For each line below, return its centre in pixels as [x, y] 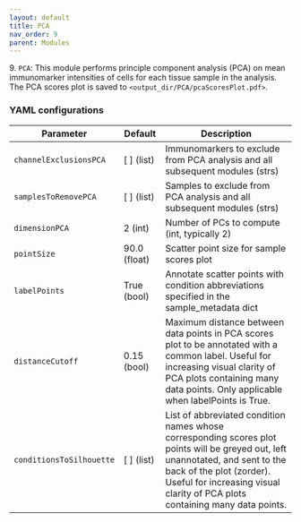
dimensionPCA [42, 228]
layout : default [39, 17]
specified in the [198, 296]
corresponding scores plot [221, 437]
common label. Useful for [218, 355]
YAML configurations [57, 110]
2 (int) [137, 227]
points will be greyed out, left [226, 449]
